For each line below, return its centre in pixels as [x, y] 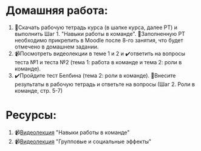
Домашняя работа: [57, 11]
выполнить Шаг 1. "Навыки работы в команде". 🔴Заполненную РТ [100, 33]
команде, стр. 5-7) [39, 90]
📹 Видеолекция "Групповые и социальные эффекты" [83, 141]
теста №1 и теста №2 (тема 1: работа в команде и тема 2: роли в [98, 62]
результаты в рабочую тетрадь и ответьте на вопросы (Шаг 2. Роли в [105, 84]
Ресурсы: [31, 115]
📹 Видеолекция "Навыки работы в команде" [72, 132]
